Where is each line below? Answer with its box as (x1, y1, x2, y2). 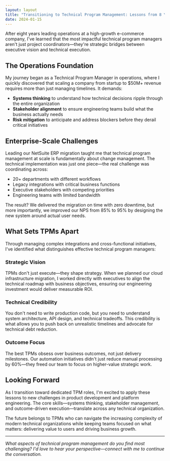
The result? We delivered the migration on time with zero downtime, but (5, 202, 154, 208)
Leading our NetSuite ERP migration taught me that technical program (5, 150, 151, 156)
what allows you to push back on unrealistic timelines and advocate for (5, 321, 153, 327)
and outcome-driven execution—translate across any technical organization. (5, 405, 165, 412)
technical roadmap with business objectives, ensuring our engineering (5, 281, 152, 287)
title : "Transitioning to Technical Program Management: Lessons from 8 (5, 12, 162, 17)
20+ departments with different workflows (12, 176, 101, 182)
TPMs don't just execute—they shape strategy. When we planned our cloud (5, 270, 163, 276)
